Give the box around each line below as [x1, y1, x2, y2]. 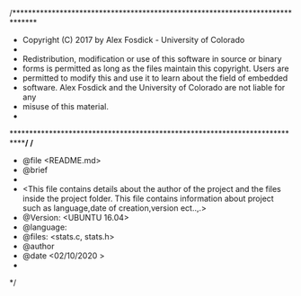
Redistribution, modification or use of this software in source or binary [22, 54, 282, 64]
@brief [22, 165, 49, 175]
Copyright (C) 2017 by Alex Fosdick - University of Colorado [22, 35, 245, 45]
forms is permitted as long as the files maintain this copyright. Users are [22, 63, 289, 74]
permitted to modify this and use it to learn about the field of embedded [22, 73, 288, 83]
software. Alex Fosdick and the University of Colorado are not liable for [22, 83, 286, 92]
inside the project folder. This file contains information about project [22, 193, 274, 204]
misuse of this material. [22, 101, 110, 111]
